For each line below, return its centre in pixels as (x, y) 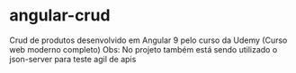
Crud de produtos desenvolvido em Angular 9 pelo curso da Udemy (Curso (148, 40)
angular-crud (60, 16)
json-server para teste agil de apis (73, 59)
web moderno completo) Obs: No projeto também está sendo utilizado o (144, 49)
